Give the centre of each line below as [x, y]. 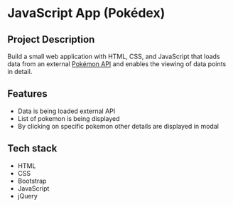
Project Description [51, 39]
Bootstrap [32, 181]
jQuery [27, 196]
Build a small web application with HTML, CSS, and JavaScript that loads [114, 56]
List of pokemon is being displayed [69, 118]
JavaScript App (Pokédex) [86, 13]
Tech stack [32, 148]
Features [27, 94]
